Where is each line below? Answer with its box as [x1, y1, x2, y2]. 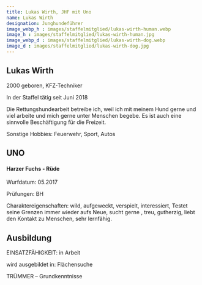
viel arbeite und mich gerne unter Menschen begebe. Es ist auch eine [6, 112, 182, 119]
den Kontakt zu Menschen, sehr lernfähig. [6, 215, 112, 223]
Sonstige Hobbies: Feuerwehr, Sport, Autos [6, 130, 116, 137]
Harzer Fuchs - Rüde [6, 165, 60, 172]
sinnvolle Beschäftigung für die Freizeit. [6, 118, 107, 126]
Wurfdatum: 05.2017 [6, 178, 58, 186]
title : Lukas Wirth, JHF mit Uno [6, 9, 92, 15]
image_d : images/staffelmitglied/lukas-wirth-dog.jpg [6, 43, 149, 49]
